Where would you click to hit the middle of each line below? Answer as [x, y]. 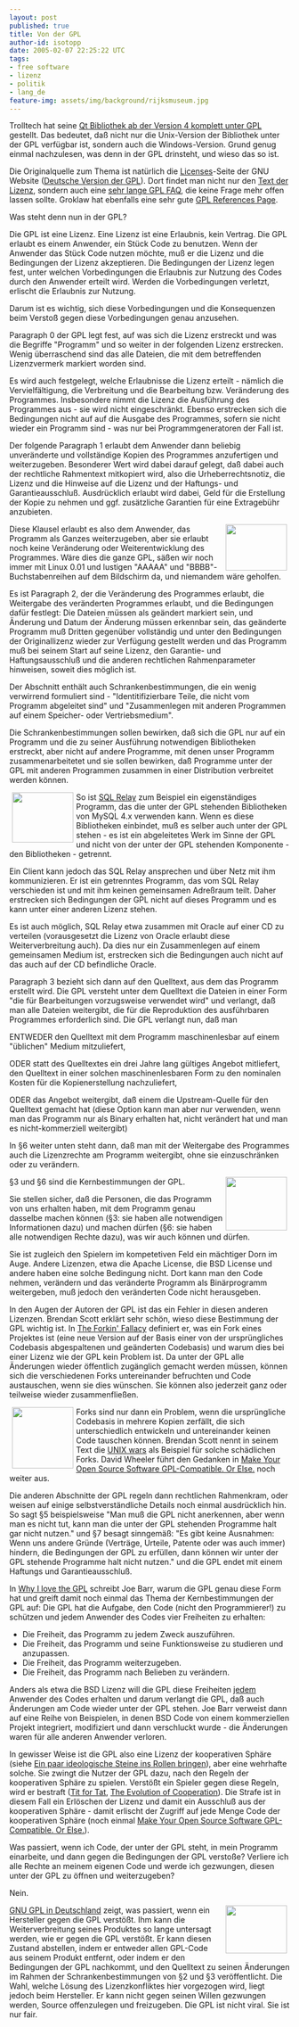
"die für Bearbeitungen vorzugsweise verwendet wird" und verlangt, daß [142, 1001]
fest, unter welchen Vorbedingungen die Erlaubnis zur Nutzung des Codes [145, 272]
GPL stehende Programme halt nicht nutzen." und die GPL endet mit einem [146, 1562]
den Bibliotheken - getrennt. [61, 854]
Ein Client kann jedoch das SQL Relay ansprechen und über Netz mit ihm [142, 871]
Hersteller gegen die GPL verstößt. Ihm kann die [97, 1920]
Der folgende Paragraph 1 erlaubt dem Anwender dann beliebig [125, 446]
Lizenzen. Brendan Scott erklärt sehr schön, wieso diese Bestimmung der [144, 1319]
